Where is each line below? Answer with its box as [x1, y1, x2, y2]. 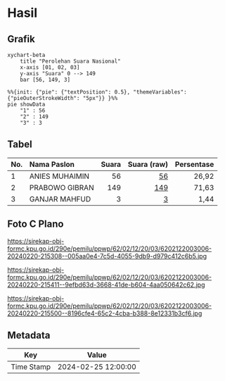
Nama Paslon [29, 159, 75, 169]
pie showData [7, 101, 46, 108]
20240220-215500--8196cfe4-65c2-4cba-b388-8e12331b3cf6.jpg [7, 308, 202, 318]
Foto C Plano [7, 218, 64, 230]
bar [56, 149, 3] [20, 76, 71, 83]
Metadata [7, 330, 51, 342]
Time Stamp [11, 362, 51, 372]
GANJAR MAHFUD [29, 194, 91, 204]
